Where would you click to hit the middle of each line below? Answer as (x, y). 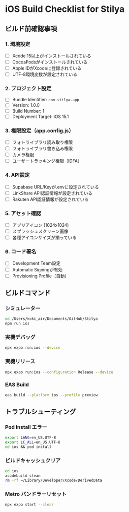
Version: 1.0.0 (26, 105)
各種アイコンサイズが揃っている (44, 238)
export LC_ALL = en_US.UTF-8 (33, 443)
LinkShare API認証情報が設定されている (52, 193)
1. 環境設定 (18, 44)
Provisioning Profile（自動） (41, 276)
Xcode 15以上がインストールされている (52, 56)
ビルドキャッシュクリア (33, 460)
